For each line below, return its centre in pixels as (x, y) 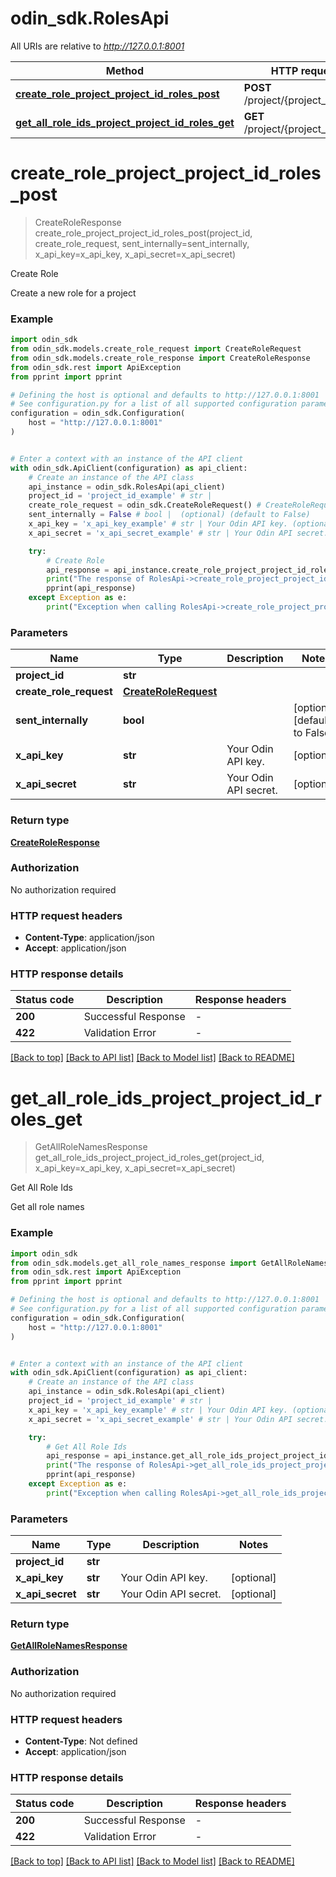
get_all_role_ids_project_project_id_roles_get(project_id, (149, 1158)
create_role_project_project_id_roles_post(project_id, (143, 233)
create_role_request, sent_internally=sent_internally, (142, 243)
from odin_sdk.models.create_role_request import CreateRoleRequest (156, 349)
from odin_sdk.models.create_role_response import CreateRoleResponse (160, 358)
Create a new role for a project (73, 293)
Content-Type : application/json (89, 938)
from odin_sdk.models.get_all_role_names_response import (133, 1263)
